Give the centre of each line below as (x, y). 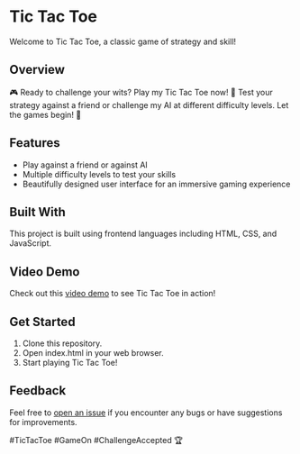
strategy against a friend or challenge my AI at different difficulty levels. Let (149, 104)
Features (35, 143)
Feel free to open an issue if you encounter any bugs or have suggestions (146, 413)
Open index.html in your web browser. (93, 353)
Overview (37, 70)
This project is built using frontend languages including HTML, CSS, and (143, 234)
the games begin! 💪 (45, 114)
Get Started (42, 322)
